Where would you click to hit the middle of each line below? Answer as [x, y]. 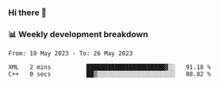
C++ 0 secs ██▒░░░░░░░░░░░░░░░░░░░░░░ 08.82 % [110, 74]
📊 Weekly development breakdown [78, 34]
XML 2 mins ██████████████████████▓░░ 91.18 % [110, 67]
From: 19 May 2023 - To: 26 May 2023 [71, 54]
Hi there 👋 [28, 13]
